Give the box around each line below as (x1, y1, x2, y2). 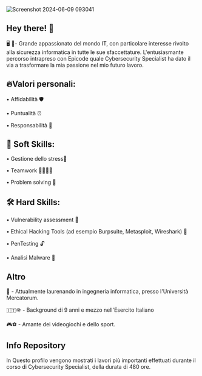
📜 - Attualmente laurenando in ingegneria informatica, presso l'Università (6, 288, 189, 295)
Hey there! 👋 (6, 23, 55, 33)
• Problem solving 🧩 (6, 179, 56, 186)
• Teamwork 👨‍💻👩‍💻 (6, 167, 53, 174)
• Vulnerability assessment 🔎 (6, 216, 79, 224)
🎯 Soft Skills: (6, 139, 55, 150)
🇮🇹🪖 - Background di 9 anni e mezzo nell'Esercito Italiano (6, 306, 155, 314)
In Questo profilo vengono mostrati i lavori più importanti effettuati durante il (6, 357, 196, 364)
